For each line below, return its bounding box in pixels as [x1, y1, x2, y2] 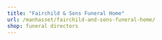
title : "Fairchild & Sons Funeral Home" [7, 9, 125, 17]
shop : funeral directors [7, 22, 79, 29]
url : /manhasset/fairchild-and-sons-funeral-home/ [7, 16, 156, 23]
